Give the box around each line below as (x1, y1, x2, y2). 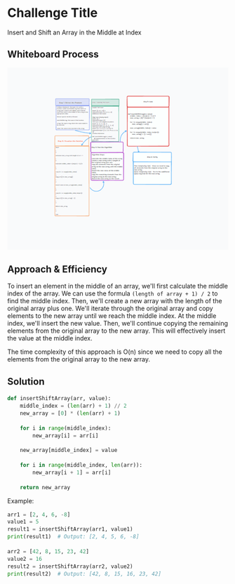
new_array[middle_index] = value (20, 447, 118, 454)
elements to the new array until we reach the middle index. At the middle (7, 312, 217, 320)
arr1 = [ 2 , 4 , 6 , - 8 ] (7, 511, 71, 518)
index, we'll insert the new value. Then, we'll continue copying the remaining (7, 319, 229, 328)
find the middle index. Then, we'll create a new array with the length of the (7, 297, 222, 305)
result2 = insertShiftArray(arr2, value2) (7, 563, 133, 570)
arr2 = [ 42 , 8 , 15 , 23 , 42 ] (7, 547, 90, 555)
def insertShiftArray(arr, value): (7, 395, 112, 402)
